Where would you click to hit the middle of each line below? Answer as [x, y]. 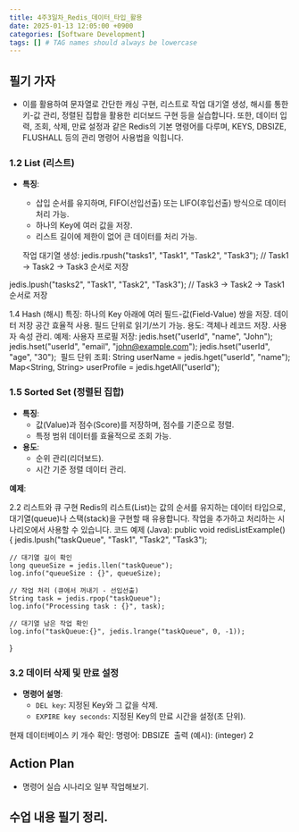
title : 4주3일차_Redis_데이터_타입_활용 [76, 17]
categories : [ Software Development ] [77, 34]
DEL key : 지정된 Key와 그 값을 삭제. [97, 705]
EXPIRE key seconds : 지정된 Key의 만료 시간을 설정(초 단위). [141, 716]
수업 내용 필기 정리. [59, 817]
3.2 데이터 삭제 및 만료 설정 [64, 673]
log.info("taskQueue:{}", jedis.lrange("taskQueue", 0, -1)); [127, 631]
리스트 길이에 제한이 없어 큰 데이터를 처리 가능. [116, 237]
